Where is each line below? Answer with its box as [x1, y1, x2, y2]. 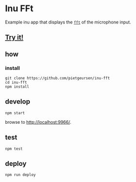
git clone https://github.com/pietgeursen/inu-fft [5, 76, 110, 81]
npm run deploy [5, 172, 36, 178]
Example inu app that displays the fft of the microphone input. [5, 19, 132, 25]
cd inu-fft [5, 80, 27, 85]
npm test [5, 146, 23, 151]
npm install [5, 84, 29, 90]
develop [5, 97, 30, 106]
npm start [5, 111, 25, 115]
